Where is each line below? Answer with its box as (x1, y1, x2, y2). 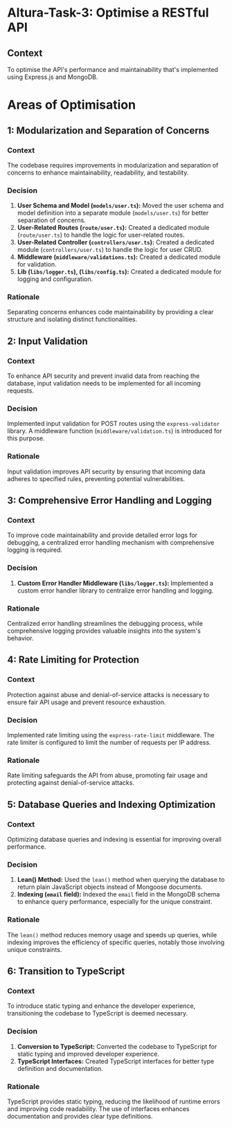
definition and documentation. (17, 1064, 104, 1072)
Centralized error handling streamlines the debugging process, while (7, 620, 203, 628)
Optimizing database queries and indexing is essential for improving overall (7, 836, 222, 843)
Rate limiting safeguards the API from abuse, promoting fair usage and (7, 771, 208, 779)
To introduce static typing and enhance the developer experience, (7, 1002, 196, 1010)
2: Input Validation (7, 335, 88, 347)
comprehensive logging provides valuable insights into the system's (7, 626, 201, 635)
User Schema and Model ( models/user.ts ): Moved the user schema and (17, 201, 224, 210)
